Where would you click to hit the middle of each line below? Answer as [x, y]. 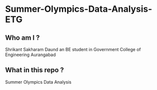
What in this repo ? [35, 70]
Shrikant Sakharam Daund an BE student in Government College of [73, 49]
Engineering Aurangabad [30, 55]
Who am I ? [22, 38]
